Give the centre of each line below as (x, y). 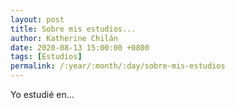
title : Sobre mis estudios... (73, 29)
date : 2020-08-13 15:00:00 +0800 (80, 47)
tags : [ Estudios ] (46, 57)
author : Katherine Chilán (64, 38)
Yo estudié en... (42, 94)
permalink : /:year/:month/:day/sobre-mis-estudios (118, 66)
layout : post (37, 19)
